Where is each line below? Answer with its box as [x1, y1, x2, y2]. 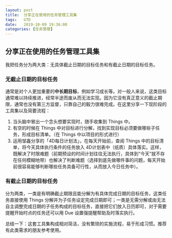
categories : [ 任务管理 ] [5, 27, 53, 32]
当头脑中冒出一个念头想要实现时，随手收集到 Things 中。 [12, 119, 133, 125]
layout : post [5, 7, 33, 13]
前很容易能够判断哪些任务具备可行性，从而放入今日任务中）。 [12, 163, 141, 170]
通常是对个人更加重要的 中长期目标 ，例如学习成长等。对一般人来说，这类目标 [5, 88, 167, 95]
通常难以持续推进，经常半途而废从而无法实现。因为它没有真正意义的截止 [5, 95, 158, 101]
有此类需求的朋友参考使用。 [5, 227, 64, 233]
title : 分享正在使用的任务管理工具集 [5, 12, 77, 17]
